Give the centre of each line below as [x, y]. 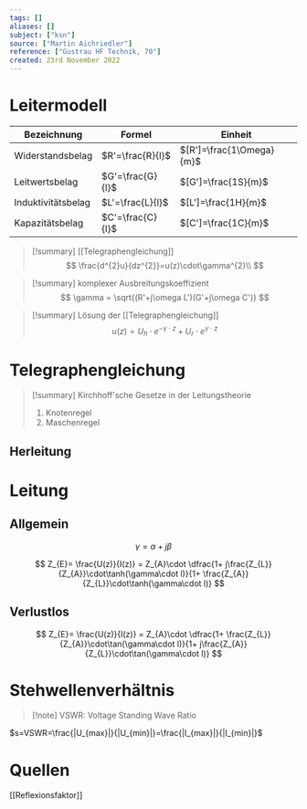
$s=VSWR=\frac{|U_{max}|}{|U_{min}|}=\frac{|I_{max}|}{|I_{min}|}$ [136, 733]
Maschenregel [73, 423]
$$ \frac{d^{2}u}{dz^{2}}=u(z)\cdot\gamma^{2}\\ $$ [165, 265]
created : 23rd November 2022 [65, 60]
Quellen [40, 770]
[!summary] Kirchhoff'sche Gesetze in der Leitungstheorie [142, 395]
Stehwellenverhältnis [92, 690]
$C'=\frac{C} [130, 217]
